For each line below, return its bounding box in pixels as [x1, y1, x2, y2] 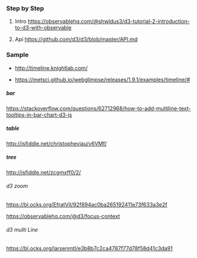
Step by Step [6, 4, 44, 13]
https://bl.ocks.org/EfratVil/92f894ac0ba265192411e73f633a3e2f [6, 201, 168, 208]
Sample [6, 51, 29, 59]
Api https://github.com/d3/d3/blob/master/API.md [14, 36, 138, 43]
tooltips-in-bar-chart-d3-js [6, 111, 72, 118]
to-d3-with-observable [14, 24, 72, 31]
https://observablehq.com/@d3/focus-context [6, 213, 121, 220]
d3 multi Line [6, 226, 38, 233]
